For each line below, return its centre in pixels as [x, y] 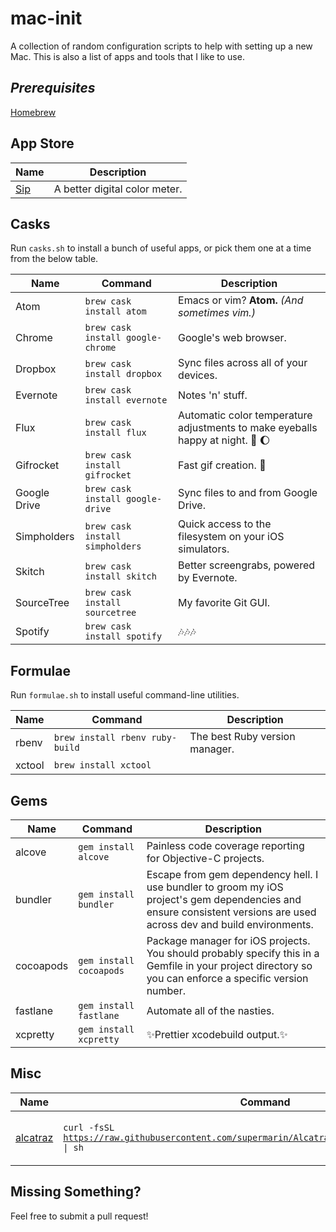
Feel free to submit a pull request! [79, 1216]
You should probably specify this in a [233, 953]
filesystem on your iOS [231, 537]
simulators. [204, 549]
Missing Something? [76, 1192]
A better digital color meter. [118, 189]
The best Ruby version [242, 737]
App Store [42, 143]
